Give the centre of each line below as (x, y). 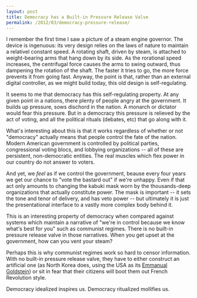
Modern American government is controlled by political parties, (83, 143)
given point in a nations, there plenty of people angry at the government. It (96, 101)
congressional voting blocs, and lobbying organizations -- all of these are (95, 150)
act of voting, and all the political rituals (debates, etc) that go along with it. (97, 120)
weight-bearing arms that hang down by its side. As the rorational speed (94, 58)
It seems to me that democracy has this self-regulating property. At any (93, 94)
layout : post (22, 11)
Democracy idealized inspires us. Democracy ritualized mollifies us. (88, 289)
